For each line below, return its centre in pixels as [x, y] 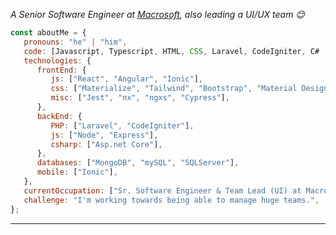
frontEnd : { [61, 70]
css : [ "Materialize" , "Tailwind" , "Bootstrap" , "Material [174, 89]
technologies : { [57, 60]
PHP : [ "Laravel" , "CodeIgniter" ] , [122, 125]
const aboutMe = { [48, 33]
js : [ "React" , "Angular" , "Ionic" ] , [126, 79]
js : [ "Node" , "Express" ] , [104, 135]
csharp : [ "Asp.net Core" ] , [106, 144]
